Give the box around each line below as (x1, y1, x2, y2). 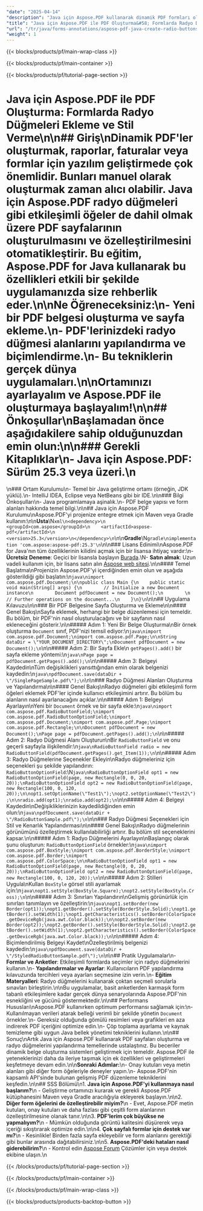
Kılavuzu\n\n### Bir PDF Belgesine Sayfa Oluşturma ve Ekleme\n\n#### (6, 602, 187, 609)
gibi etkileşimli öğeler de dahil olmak (6, 208, 193, 222)
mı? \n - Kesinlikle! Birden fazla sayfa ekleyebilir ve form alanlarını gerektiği (6, 1132, 192, 1139)
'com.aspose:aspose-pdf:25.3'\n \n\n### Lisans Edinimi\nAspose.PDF (19, 541, 194, 548)
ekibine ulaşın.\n (6, 1151, 47, 1158)
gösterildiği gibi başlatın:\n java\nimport (6, 573, 105, 581)
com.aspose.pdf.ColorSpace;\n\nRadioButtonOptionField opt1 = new (6, 858, 177, 864)
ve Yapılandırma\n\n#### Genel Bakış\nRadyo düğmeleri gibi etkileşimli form (6, 683, 197, 690)
